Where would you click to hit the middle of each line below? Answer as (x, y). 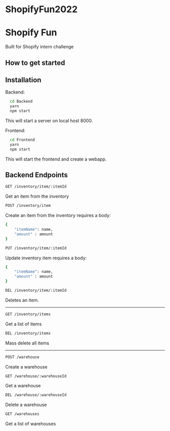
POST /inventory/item (28, 206)
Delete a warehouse (26, 405)
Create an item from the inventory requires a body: (58, 216)
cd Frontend (23, 140)
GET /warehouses (22, 414)
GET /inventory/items (28, 314)
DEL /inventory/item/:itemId (36, 291)
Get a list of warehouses (31, 424)
